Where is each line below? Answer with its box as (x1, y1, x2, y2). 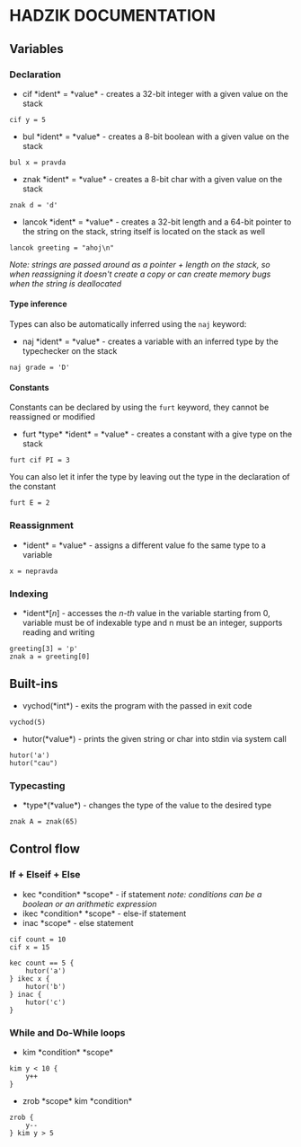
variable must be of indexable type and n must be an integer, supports (22, 617, 283, 628)
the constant (9, 481, 57, 492)
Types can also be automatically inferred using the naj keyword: (9, 319, 247, 330)
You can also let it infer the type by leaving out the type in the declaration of (9, 472, 290, 482)
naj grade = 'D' (9, 363, 70, 373)
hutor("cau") (9, 758, 58, 768)
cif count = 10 (9, 935, 66, 944)
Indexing (9, 587, 49, 600)
